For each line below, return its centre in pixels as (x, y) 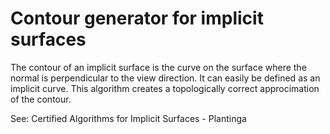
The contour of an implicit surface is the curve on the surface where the (158, 67)
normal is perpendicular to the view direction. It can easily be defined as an (165, 78)
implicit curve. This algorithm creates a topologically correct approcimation (165, 88)
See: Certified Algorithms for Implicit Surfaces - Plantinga (128, 118)
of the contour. (41, 99)
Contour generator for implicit (137, 18)
